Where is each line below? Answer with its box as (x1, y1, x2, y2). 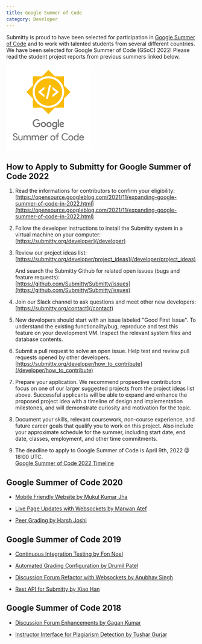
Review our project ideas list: (14, 249, 87, 256)
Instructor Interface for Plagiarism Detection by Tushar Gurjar (14, 631, 168, 638)
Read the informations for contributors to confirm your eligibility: (14, 187, 175, 195)
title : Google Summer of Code (6, 10, 83, 16)
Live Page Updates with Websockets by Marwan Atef (14, 505, 147, 512)
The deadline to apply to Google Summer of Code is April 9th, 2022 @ (14, 447, 190, 454)
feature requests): (14, 274, 60, 281)
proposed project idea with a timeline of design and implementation (14, 398, 183, 405)
